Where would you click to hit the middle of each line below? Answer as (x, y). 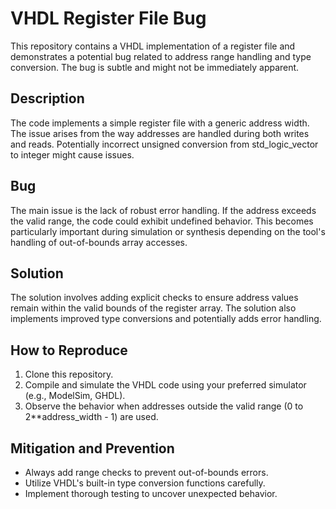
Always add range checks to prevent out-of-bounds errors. (146, 472)
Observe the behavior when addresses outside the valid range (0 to (164, 406)
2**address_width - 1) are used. (91, 417)
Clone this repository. (69, 374)
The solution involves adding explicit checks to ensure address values (154, 298)
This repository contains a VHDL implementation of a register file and (153, 46)
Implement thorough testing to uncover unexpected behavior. (151, 493)
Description (47, 98)
